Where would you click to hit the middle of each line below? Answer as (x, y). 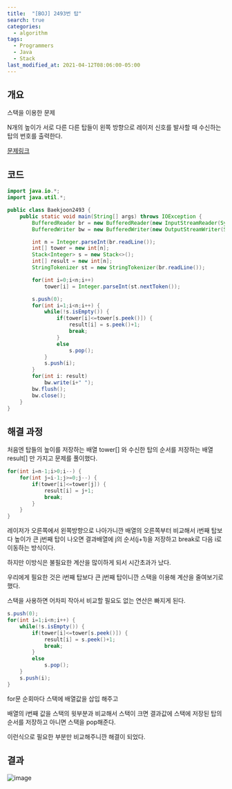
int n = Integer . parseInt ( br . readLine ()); (94, 242)
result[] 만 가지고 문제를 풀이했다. (52, 458)
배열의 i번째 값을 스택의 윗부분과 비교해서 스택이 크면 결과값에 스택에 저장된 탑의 (115, 713)
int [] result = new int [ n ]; (72, 261)
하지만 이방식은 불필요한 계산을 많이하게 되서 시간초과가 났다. (89, 563)
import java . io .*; (33, 191)
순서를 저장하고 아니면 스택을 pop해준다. (61, 722)
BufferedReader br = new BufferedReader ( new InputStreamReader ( (126, 223)
